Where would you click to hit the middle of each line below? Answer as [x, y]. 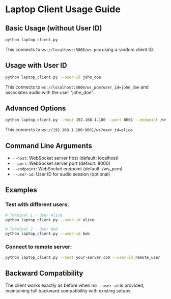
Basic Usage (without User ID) [54, 28]
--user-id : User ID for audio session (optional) [61, 174]
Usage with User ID [36, 65]
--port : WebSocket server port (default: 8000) [62, 163]
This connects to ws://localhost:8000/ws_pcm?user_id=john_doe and [77, 87]
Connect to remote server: [39, 247]
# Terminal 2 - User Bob [32, 229]
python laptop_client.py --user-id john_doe [53, 77]
